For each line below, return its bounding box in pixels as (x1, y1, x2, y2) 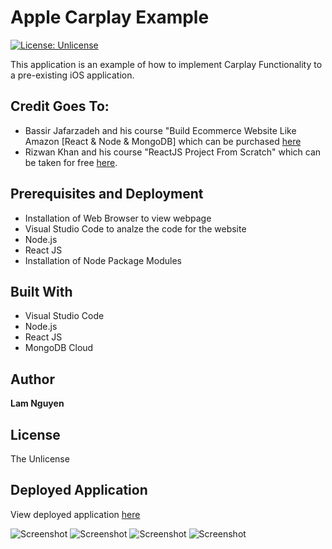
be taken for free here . (24, 156, 118, 168)
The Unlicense (10, 453, 70, 465)
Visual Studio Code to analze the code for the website (24, 222, 247, 235)
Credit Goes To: (10, 98, 110, 115)
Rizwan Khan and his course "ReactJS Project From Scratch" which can (24, 146, 322, 158)
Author (10, 371, 55, 388)
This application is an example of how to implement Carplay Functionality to (10, 58, 323, 70)
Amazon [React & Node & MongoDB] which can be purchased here (24, 135, 302, 147)
